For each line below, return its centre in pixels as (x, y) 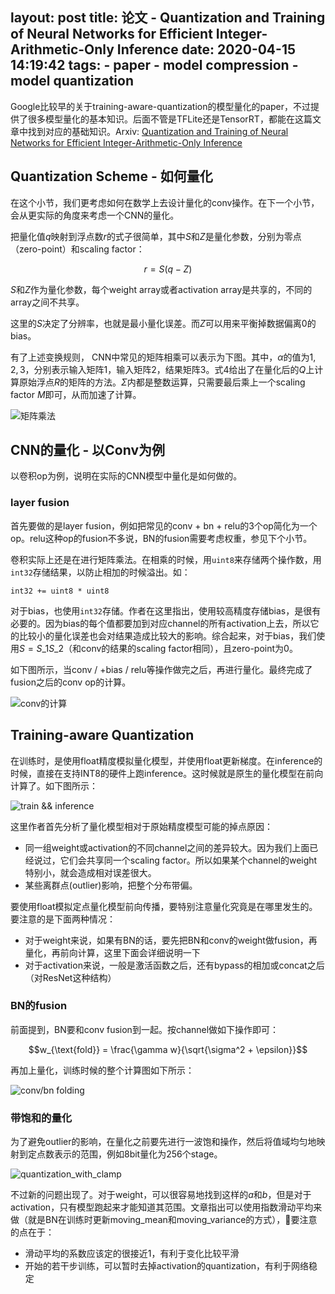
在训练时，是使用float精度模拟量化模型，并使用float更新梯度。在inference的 (166, 760)
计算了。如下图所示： (54, 785)
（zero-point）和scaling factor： (77, 249)
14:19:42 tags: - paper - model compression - (154, 65)
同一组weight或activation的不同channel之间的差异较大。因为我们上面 (167, 847)
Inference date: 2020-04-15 (206, 49)
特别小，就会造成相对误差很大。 (90, 872)
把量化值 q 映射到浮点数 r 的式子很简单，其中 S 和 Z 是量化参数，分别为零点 (156, 236)
